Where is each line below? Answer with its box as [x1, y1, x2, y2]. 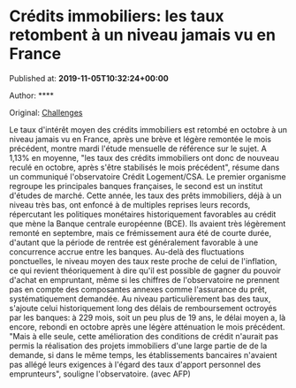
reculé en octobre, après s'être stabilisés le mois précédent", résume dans [9, 162, 280, 172]
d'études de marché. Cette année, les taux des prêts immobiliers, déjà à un [9, 190, 283, 201]
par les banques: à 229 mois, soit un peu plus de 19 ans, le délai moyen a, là [9, 312, 286, 323]
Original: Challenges [9, 107, 83, 118]
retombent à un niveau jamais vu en [9, 25, 277, 45]
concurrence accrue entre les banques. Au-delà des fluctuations [9, 246, 245, 257]
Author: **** [9, 90, 55, 101]
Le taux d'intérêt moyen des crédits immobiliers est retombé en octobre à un [9, 124, 288, 134]
